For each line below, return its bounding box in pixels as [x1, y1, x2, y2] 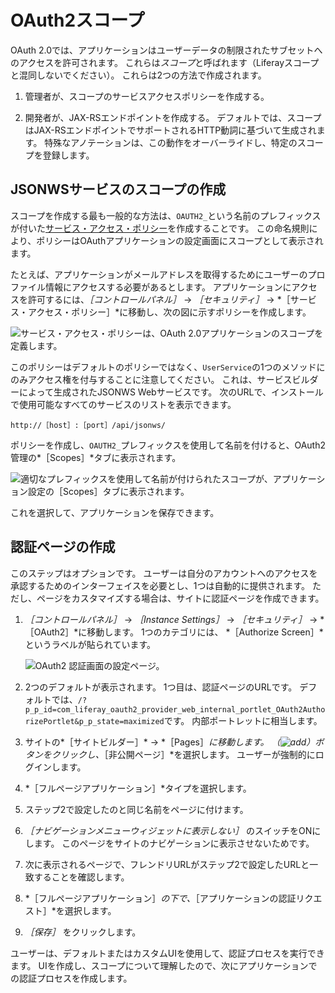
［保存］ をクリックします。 [24, 926, 142, 938]
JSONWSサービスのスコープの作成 [10, 181, 227, 198]
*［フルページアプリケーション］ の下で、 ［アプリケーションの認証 [24, 892, 297, 904]
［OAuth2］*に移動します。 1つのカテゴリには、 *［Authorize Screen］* [24, 626, 324, 638]
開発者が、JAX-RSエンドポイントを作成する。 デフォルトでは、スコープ [24, 111, 322, 123]
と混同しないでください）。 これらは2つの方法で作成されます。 [10, 69, 267, 81]
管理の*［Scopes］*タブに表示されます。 [10, 451, 182, 463]
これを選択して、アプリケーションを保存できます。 [10, 506, 220, 518]
